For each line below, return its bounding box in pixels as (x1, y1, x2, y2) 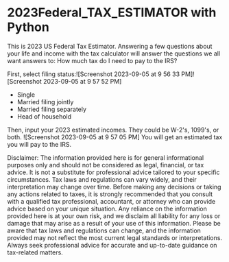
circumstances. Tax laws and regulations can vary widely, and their (7, 175, 197, 183)
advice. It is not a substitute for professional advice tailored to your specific (7, 168, 221, 176)
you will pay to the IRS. (7, 140, 72, 148)
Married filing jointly (16, 97, 74, 106)
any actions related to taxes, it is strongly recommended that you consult (7, 190, 213, 198)
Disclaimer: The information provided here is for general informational (7, 153, 204, 162)
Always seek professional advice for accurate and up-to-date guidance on (7, 241, 217, 249)
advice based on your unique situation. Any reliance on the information (7, 204, 207, 213)
